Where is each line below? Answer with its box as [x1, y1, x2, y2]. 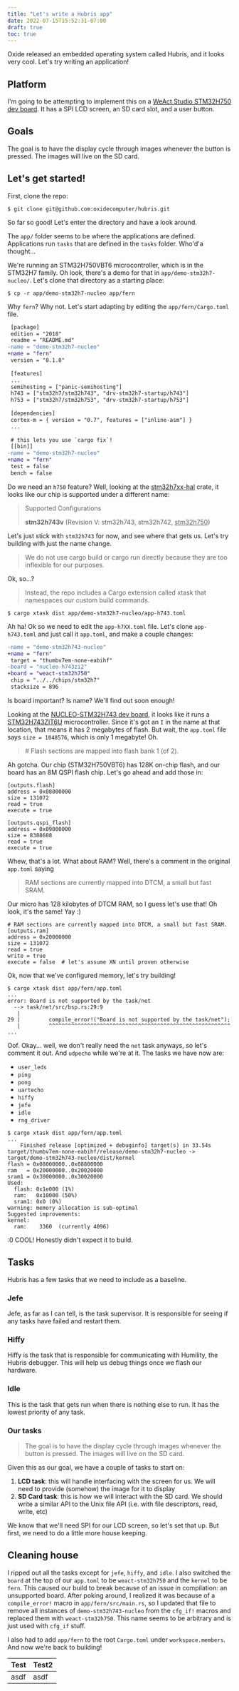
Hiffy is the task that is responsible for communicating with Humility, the [7, 1351, 218, 1360]
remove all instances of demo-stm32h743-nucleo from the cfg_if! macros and [7, 1606, 231, 1615]
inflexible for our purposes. [24, 560, 105, 569]
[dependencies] [10, 410, 55, 418]
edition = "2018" [10, 330, 62, 338]
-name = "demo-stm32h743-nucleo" [7, 643, 107, 650]
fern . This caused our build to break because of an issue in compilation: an [7, 1583, 228, 1592]
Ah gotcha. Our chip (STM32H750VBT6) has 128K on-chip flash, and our [7, 760, 221, 769]
